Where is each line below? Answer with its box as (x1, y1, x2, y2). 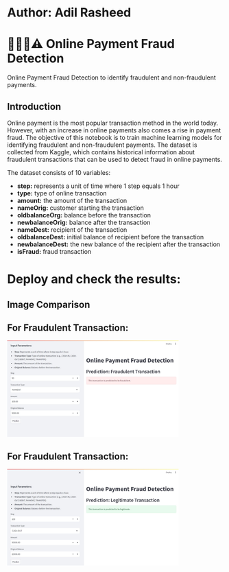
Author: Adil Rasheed (7, 5, 132, 21)
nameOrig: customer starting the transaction (16, 204, 144, 212)
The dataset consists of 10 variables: (7, 168, 111, 176)
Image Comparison (7, 298, 91, 310)
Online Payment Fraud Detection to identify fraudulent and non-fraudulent (7, 73, 216, 82)
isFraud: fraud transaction (16, 247, 92, 255)
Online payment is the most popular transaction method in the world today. (7, 119, 218, 127)
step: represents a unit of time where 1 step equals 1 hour (16, 182, 180, 190)
